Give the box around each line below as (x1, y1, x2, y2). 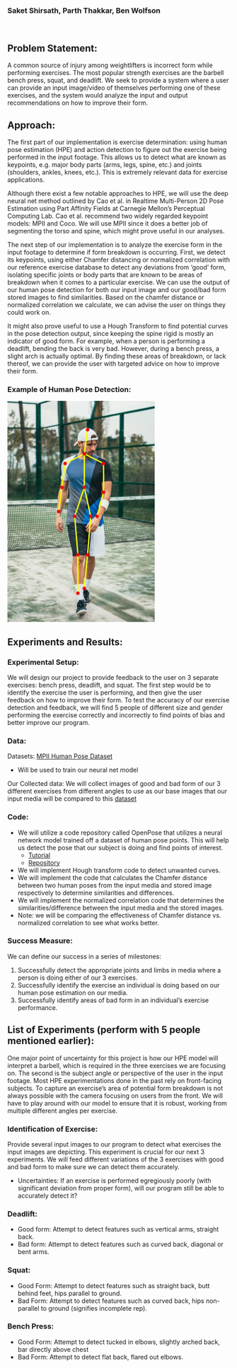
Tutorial (28, 851, 51, 859)
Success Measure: (7, 936, 73, 946)
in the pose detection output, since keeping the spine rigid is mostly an (7, 329, 214, 337)
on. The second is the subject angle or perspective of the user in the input (7, 1069, 224, 1077)
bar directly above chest (17, 1345, 89, 1353)
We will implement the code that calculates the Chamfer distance (17, 873, 207, 882)
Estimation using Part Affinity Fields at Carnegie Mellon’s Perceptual (7, 204, 205, 212)
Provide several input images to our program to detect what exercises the (7, 1140, 221, 1148)
